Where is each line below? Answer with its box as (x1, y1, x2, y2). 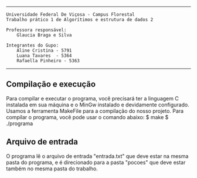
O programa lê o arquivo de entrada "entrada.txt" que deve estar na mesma (6, 152, 189, 159)
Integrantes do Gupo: (6, 42, 59, 48)
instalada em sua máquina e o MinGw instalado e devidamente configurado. (6, 101, 189, 108)
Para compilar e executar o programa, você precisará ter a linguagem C (6, 95, 179, 102)
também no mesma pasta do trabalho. (6, 165, 98, 172)
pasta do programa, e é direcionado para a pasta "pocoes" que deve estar (6, 159, 186, 166)
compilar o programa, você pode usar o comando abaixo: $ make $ (6, 113, 169, 120)
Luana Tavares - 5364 (16, 53, 72, 59)
